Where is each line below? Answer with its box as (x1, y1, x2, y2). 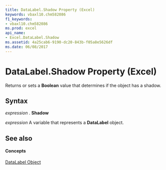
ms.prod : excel (5, 26, 37, 31)
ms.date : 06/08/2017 (5, 44, 48, 49)
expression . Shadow (5, 110, 49, 116)
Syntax (5, 97, 28, 105)
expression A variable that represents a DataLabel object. (5, 120, 124, 126)
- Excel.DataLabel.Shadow (5, 35, 59, 40)
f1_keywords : (5, 16, 32, 21)
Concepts (5, 148, 26, 154)
